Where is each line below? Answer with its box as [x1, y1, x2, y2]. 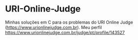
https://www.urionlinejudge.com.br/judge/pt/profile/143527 [5, 29, 125, 35]
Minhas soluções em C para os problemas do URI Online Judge [5, 19, 134, 25]
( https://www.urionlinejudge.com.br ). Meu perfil [5, 24, 102, 30]
